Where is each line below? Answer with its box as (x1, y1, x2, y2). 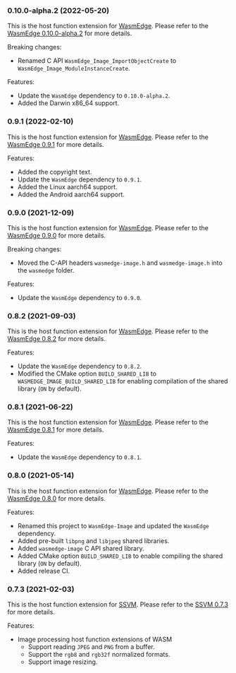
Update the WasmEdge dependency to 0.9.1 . (17, 175, 142, 184)
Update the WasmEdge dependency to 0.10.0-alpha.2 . (17, 91, 170, 100)
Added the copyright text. (17, 167, 92, 176)
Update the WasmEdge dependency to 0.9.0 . (17, 293, 142, 302)
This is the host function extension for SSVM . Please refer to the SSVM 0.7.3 (7, 600, 229, 609)
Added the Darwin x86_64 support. (17, 99, 120, 107)
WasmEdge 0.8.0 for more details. (7, 494, 106, 503)
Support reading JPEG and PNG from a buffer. (27, 643, 155, 651)
